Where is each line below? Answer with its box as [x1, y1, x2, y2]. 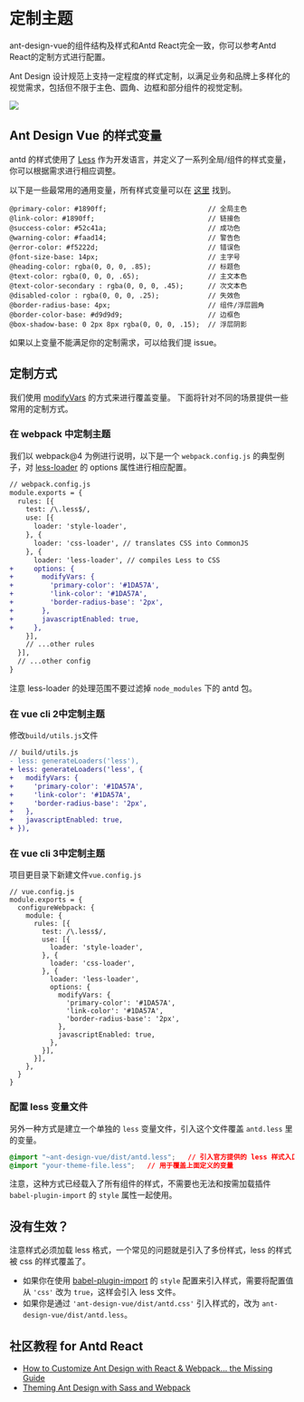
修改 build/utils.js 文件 [9, 730, 99, 741]
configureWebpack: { [17, 903, 95, 912]
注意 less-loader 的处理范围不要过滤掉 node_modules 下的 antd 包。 [9, 682, 258, 694]
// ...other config [17, 657, 91, 667]
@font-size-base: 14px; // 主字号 [9, 252, 241, 261]
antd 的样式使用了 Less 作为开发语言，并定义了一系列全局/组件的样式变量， [9, 153, 291, 164]
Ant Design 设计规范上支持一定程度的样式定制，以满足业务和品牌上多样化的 [9, 70, 291, 82]
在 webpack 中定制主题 [9, 428, 111, 441]
